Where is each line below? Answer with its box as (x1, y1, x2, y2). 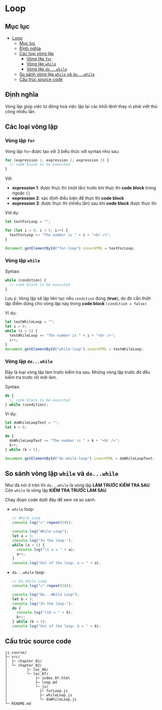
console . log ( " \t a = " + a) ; (16, 547, 75, 552)
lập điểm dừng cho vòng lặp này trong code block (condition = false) (5, 301, 147, 307)
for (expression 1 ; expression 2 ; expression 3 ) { (5, 157, 109, 163)
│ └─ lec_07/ (5, 671, 49, 676)
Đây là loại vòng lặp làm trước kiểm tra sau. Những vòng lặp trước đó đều (5, 369, 151, 375)
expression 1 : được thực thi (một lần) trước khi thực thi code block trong (12, 185, 156, 191)
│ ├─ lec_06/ (5, 667, 49, 672)
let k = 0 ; (5, 425, 27, 430)
